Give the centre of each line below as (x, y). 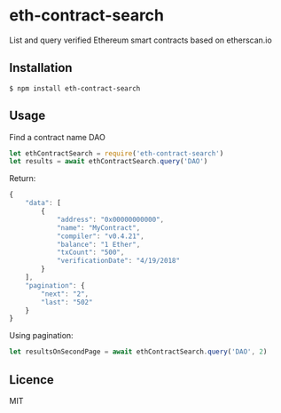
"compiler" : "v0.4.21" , (100, 236)
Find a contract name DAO (58, 137)
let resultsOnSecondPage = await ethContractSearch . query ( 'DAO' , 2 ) (138, 352)
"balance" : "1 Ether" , (98, 244)
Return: (23, 179)
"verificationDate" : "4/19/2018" (118, 261)
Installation (41, 68)
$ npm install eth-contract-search (75, 88)
